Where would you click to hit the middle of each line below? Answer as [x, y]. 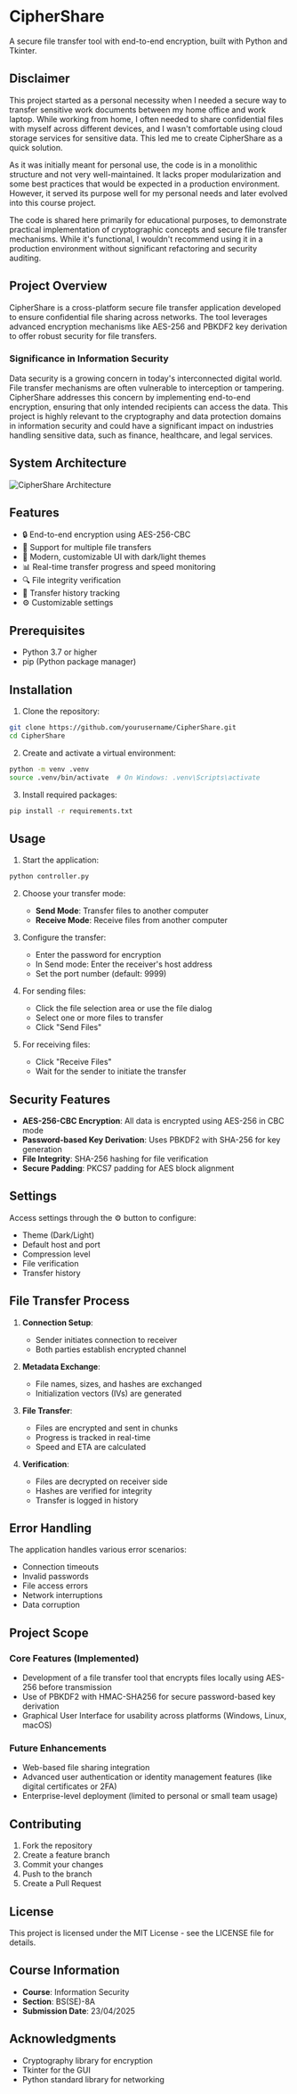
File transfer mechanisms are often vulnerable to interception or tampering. [147, 387]
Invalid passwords [55, 1577]
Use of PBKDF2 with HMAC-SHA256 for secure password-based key [148, 1697]
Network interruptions [62, 1595]
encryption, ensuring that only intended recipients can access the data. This [149, 407]
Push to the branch [57, 1874]
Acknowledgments [63, 2039]
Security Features [60, 1099]
